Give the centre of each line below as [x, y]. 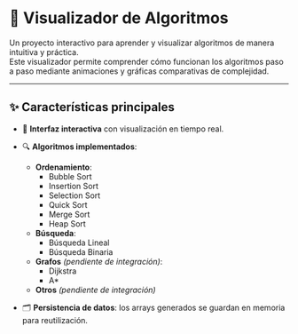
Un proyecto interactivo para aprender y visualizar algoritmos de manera [142, 43]
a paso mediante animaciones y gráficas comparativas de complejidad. [139, 71]
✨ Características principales [92, 107]
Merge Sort [69, 214]
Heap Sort [67, 223]
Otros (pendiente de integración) [96, 290]
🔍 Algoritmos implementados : [79, 147]
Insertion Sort [74, 186]
